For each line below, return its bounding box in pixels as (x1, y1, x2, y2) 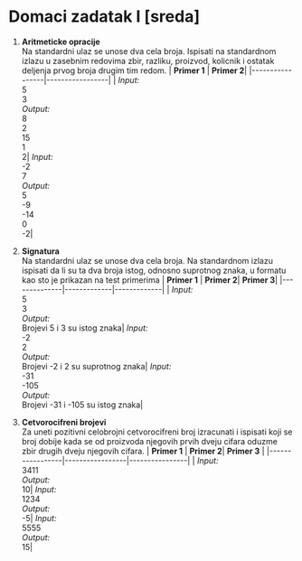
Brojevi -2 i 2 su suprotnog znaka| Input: (21, 360, 172, 371)
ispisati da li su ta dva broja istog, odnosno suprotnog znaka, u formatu (21, 265, 287, 276)
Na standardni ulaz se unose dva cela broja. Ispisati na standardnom (21, 45, 277, 56)
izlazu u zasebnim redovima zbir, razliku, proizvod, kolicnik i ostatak (21, 55, 275, 66)
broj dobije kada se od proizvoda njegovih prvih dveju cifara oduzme (21, 435, 278, 446)
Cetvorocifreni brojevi (21, 416, 107, 427)
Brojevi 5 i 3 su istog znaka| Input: (21, 323, 148, 333)
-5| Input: (21, 512, 57, 523)
